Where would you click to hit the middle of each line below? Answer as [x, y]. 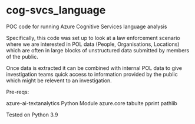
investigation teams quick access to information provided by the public [92, 74]
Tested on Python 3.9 [32, 115]
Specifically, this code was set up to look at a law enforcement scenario [93, 38]
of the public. [22, 56]
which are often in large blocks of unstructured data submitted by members [98, 50]
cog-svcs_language [56, 10]
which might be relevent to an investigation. [59, 81]
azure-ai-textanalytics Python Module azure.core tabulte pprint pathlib [92, 103]
